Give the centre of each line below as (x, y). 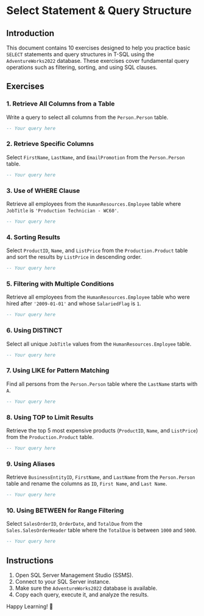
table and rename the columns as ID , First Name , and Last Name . (87, 484)
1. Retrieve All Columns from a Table (61, 104)
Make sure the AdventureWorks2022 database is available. (86, 588)
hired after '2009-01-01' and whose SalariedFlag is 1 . (74, 303)
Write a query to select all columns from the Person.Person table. (87, 117)
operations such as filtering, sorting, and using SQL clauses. (82, 67)
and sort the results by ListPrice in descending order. (74, 257)
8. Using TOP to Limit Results (50, 417)
